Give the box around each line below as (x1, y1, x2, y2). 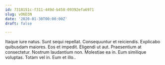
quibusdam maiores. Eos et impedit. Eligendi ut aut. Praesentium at (5, 44, 142, 50)
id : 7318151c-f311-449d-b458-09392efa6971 (5, 7, 94, 12)
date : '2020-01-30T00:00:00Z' (5, 16, 68, 21)
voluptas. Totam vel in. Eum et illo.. (5, 55, 76, 61)
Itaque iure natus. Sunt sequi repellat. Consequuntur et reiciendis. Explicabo (5, 39, 161, 45)
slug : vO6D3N (5, 12, 32, 17)
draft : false (5, 21, 32, 26)
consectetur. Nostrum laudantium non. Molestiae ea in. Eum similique (5, 49, 147, 55)
